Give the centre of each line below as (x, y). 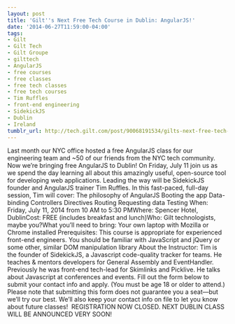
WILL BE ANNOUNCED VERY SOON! (60, 314)
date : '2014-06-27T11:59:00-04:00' (59, 27)
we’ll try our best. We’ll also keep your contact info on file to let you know (113, 300)
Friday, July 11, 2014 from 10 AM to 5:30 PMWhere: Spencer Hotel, (103, 210)
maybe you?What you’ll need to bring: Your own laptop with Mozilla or (108, 225)
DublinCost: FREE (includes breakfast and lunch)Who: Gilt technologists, (112, 218)
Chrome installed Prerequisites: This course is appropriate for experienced (115, 232)
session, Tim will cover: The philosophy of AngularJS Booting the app (107, 195)
